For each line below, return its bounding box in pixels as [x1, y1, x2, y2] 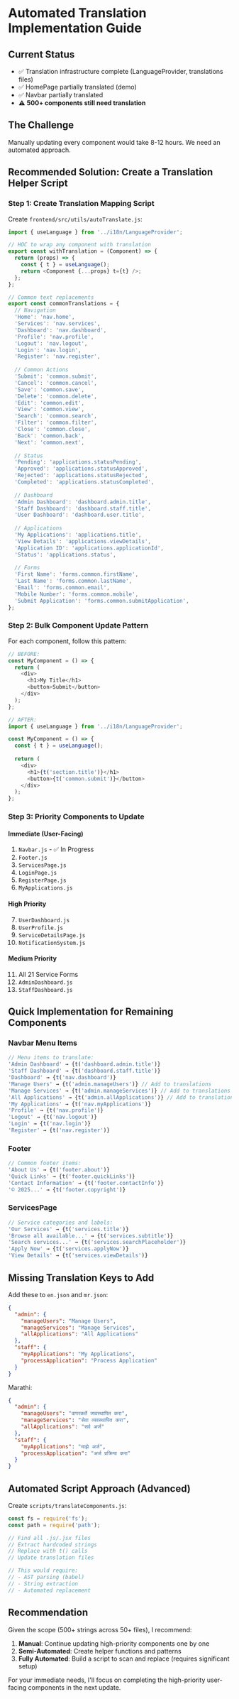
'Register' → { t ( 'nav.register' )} [8, 1127, 111, 1134]
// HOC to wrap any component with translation [8, 241, 152, 248]
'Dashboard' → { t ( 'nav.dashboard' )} [8, 1074, 116, 1081]
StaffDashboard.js [18, 986, 73, 993]
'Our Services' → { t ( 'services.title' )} [8, 1225, 130, 1233]
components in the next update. [28, 1683, 121, 1691]
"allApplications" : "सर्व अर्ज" [21, 1424, 105, 1431]
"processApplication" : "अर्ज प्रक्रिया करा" [21, 1450, 131, 1457]
